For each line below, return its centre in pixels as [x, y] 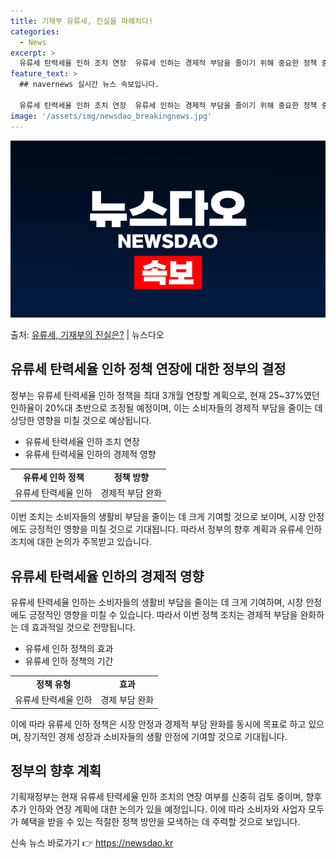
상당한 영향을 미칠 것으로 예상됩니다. [81, 420]
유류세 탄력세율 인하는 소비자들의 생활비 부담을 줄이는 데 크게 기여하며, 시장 [157, 602]
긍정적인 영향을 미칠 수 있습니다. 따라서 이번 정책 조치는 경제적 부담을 [163, 615]
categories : [35, 31]
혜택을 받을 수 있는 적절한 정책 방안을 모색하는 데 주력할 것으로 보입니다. [160, 822]
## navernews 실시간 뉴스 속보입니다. [89, 85]
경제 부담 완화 [127, 700]
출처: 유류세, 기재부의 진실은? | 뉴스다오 [87, 334]
